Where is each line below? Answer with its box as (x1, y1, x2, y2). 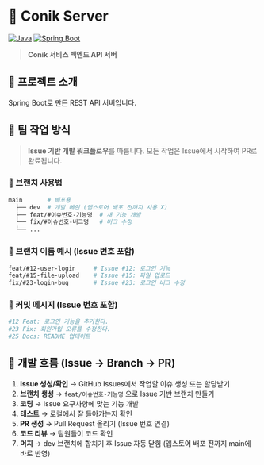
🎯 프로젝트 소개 (8, 75, 78, 89)
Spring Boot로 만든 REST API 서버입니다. (8, 98, 137, 107)
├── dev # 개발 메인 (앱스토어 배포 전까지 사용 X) (15, 203, 168, 211)
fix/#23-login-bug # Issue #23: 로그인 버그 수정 (8, 279, 185, 287)
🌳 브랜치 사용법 (8, 178, 63, 189)
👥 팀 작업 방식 (8, 123, 71, 137)
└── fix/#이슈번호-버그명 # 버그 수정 (15, 218, 132, 226)
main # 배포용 (8, 196, 71, 204)
